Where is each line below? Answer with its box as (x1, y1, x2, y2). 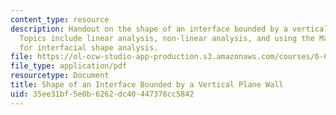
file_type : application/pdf (10, 61, 128, 71)
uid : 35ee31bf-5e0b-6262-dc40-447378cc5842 (10, 89, 195, 99)
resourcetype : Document (10, 71, 110, 81)
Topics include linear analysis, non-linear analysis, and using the (19, 33, 315, 43)
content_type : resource (10, 14, 110, 25)
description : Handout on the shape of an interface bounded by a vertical (10, 24, 329, 34)
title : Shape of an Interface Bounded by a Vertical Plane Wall (10, 80, 284, 90)
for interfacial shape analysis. (19, 42, 159, 53)
